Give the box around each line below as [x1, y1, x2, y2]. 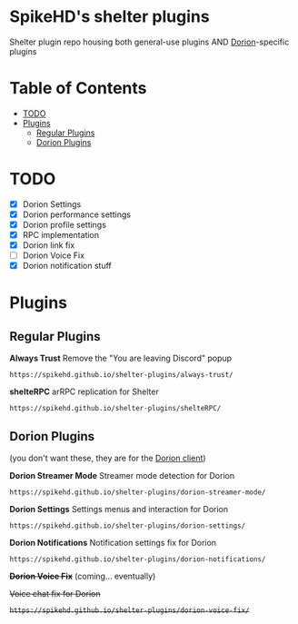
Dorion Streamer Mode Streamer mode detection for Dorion [9, 470, 234, 481]
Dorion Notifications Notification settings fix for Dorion [9, 538, 216, 549]
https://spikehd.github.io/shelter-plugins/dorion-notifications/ [9, 555, 266, 564]
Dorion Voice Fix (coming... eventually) [9, 570, 156, 582]
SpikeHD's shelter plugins [9, 6, 211, 27]
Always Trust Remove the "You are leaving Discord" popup [9, 352, 233, 364]
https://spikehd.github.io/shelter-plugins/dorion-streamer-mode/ [9, 488, 266, 497]
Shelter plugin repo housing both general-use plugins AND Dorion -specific [9, 36, 290, 47]
